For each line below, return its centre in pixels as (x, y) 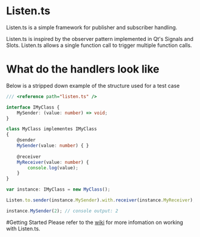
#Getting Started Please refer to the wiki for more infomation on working (95, 222)
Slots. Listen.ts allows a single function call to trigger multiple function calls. (99, 45)
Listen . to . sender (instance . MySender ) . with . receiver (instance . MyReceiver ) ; (101, 200)
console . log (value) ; (53, 168)
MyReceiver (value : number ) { (53, 162)
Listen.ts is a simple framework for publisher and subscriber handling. (92, 27)
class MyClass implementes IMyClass (51, 129)
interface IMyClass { (33, 107)
